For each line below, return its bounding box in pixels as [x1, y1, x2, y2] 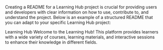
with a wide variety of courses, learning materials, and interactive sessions [5, 34, 155, 40]
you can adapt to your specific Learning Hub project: [5, 19, 111, 25]
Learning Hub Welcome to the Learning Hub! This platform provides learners [5, 29, 159, 34]
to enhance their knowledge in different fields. [5, 39, 97, 45]
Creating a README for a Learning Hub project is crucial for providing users [5, 4, 157, 10]
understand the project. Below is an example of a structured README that [5, 15, 153, 20]
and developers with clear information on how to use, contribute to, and [5, 9, 149, 15]
